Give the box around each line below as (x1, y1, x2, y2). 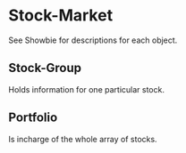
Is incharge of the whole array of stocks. (8, 133, 157, 144)
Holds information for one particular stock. (8, 84, 165, 94)
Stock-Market (8, 5, 114, 26)
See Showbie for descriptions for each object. (8, 35, 178, 45)
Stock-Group (8, 60, 82, 76)
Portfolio (8, 110, 58, 125)
